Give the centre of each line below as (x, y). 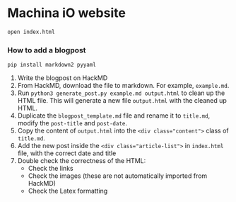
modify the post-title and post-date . (72, 123)
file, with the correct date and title (67, 153)
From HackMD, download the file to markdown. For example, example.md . (123, 86)
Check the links (51, 169)
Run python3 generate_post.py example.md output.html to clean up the (121, 93)
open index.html (31, 32)
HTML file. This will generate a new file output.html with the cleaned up (122, 101)
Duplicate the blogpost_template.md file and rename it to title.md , (114, 116)
